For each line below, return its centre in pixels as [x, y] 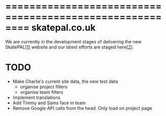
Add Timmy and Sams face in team [49, 103]
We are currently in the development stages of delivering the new [73, 41]
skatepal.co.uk [64, 28]
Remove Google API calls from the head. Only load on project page [82, 108]
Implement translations [36, 97]
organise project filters [44, 87]
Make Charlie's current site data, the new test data [65, 81]
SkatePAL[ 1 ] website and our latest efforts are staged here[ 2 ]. [70, 47]
